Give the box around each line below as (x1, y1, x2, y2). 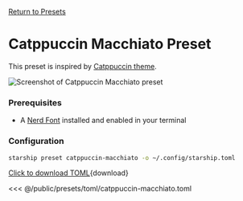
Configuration (8, 136, 64, 147)
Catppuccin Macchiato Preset (8, 35, 212, 53)
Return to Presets (8, 7, 66, 16)
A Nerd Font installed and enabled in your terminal (19, 116, 187, 125)
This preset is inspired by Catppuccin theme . (8, 61, 157, 71)
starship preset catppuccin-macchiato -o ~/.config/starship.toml (8, 154, 236, 162)
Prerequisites (8, 96, 62, 108)
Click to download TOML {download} (8, 168, 129, 178)
